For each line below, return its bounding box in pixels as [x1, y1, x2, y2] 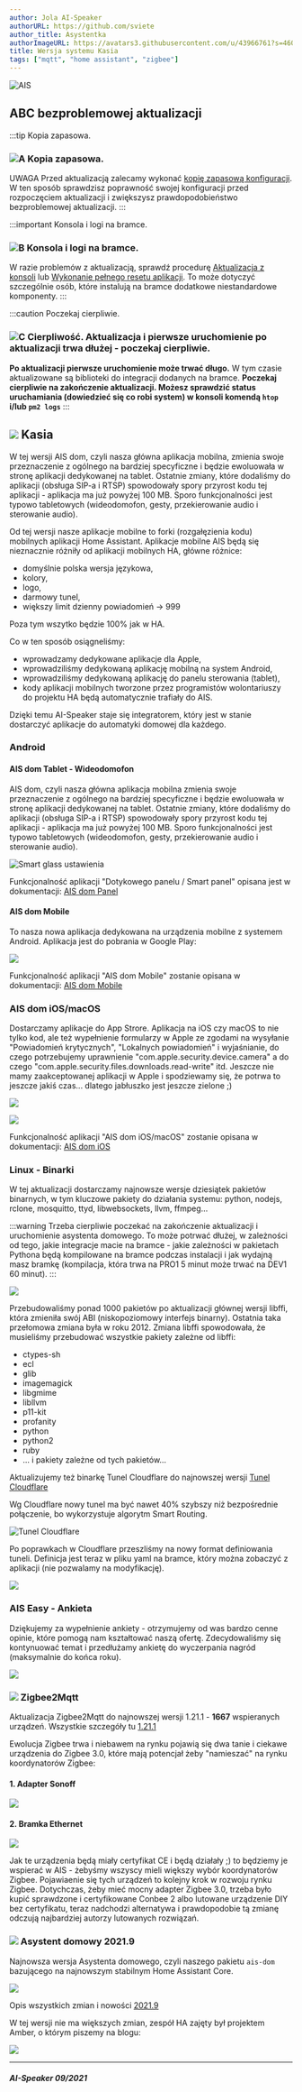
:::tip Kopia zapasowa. [9, 130, 92, 141]
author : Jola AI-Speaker [9, 13, 102, 23]
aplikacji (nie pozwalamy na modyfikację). [9, 1563, 164, 1574]
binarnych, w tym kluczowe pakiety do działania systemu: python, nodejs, [9, 1194, 283, 1205]
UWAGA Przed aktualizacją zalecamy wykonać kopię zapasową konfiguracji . [9, 173, 293, 184]
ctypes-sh [22, 1349, 61, 1360]
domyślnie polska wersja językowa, [22, 563, 154, 573]
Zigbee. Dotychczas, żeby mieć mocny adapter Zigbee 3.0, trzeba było [9, 1884, 272, 1895]
